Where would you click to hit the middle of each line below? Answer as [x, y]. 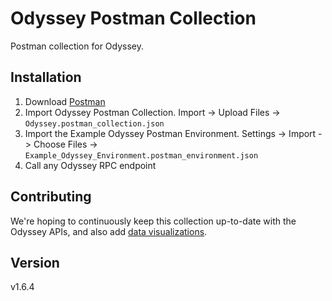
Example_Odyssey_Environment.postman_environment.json [141, 155]
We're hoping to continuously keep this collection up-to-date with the [153, 221]
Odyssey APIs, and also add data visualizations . [109, 231]
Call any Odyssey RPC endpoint [90, 165]
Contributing [51, 197]
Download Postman [65, 101]
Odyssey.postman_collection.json [94, 123]
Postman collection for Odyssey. [77, 46]
